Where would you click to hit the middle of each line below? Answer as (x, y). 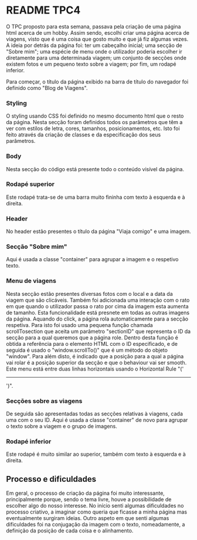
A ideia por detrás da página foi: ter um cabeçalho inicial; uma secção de (94, 45)
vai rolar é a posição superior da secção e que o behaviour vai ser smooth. (96, 362)
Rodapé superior (30, 184)
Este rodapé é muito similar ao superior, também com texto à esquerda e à (96, 454)
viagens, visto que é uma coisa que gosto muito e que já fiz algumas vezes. (97, 39)
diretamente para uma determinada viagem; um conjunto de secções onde (96, 58)
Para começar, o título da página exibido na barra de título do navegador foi (97, 81)
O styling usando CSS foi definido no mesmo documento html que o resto (95, 116)
